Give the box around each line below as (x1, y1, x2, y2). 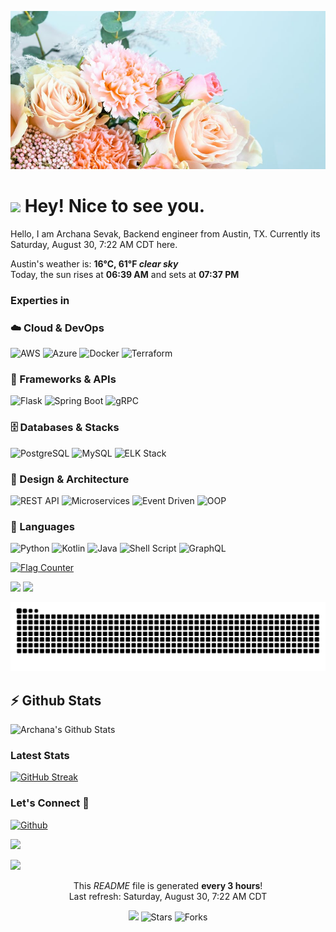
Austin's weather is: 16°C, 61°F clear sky (10, 257, 179, 270)
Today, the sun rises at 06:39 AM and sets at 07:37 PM (10, 268, 240, 280)
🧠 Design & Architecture (10, 472, 130, 486)
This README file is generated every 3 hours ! (73, 879, 263, 891)
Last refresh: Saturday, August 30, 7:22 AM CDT (68, 890, 268, 902)
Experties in (10, 293, 70, 307)
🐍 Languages (10, 519, 75, 533)
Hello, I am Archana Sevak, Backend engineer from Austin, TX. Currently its (10, 227, 321, 240)
